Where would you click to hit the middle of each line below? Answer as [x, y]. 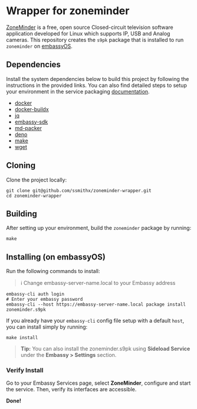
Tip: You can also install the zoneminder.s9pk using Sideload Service [105, 349]
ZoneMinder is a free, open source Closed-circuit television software [90, 27]
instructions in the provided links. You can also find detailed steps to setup [96, 85]
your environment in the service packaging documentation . [78, 91]
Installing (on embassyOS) [56, 257]
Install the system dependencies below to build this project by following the [98, 79]
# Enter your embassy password [45, 300]
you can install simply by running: [47, 327]
